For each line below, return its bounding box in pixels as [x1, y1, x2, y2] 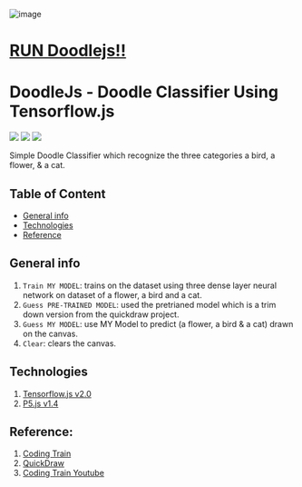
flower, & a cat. [9, 160, 65, 171]
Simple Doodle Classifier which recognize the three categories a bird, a [9, 150, 276, 161]
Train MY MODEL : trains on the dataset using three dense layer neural [22, 280, 278, 291]
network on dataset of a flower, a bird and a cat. [22, 289, 202, 300]
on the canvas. [22, 328, 79, 339]
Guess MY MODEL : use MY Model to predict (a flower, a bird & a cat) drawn [22, 318, 294, 329]
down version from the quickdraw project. [22, 309, 180, 320]
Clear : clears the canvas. [22, 337, 116, 349]
